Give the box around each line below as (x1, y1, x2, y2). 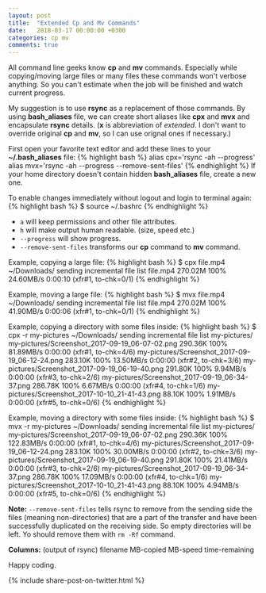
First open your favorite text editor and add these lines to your (8, 144, 211, 154)
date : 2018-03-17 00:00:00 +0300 (8, 26, 126, 34)
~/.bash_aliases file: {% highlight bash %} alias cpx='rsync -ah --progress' (8, 152, 256, 163)
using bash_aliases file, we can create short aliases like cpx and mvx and (8, 112, 250, 121)
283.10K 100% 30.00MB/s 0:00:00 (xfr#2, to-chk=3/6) (64, 447, 244, 457)
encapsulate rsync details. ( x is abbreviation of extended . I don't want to (8, 121, 246, 130)
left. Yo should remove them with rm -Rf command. (8, 530, 176, 539)
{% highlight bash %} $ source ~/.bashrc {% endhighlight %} (8, 201, 209, 211)
